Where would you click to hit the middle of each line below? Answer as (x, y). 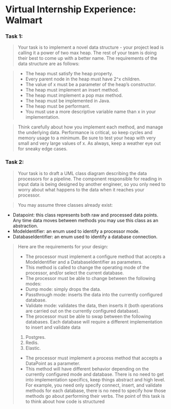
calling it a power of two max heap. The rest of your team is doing (87, 53)
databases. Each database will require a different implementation (94, 321)
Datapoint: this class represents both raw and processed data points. (85, 215)
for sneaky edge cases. (42, 149)
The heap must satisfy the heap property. (69, 74)
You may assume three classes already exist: (65, 205)
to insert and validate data (53, 327)
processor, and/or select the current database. (75, 273)
